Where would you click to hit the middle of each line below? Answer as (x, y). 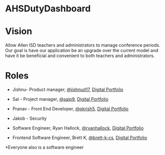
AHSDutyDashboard (48, 9)
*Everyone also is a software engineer (44, 148)
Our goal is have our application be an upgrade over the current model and (82, 51)
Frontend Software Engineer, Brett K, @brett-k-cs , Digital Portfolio (80, 138)
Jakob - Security (30, 118)
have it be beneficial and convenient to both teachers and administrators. (80, 56)
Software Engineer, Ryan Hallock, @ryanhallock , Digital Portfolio (78, 128)
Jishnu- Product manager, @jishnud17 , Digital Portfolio (68, 89)
